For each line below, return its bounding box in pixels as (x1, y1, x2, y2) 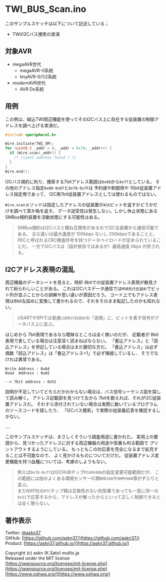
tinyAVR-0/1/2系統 (19, 74, 57, 80)
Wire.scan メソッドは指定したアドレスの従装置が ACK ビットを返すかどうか (5, 201, 154, 207)
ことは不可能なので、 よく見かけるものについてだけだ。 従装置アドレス (9, 452, 155, 458)
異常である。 (18, 356, 45, 362)
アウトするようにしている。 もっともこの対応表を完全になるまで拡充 (13, 446, 154, 452)
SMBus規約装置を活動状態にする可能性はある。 (5, 214, 103, 220)
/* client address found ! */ (14, 155, 77, 160)
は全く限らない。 (17, 500, 53, 506)
